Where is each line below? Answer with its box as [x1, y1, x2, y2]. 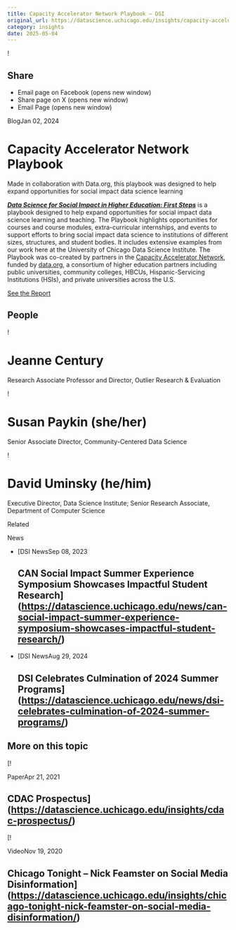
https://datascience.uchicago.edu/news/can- [21, 600, 228, 612]
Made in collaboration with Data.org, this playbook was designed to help [7, 180, 216, 188]
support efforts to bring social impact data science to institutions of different [7, 231, 228, 239]
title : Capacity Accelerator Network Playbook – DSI [7, 10, 165, 18]
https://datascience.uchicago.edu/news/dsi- [21, 694, 225, 706]
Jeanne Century [7, 353, 104, 368]
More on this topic [7, 740, 88, 752]
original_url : [7, 17, 49, 24]
